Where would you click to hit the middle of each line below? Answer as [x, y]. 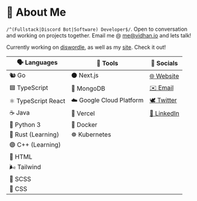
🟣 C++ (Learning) [35, 144]
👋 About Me [36, 12]
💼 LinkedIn [164, 113]
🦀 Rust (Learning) [34, 134]
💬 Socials [164, 63]
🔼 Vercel [83, 113]
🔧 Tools [108, 63]
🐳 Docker [84, 124]
